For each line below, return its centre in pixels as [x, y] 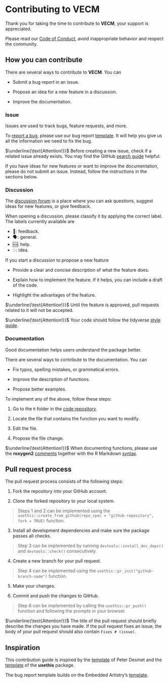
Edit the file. [25, 428]
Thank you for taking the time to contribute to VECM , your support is [77, 23]
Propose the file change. [38, 438]
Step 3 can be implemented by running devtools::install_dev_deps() [90, 546]
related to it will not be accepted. [39, 310]
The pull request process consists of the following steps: [64, 481]
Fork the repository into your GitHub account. [60, 491]
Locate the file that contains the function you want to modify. [76, 418]
